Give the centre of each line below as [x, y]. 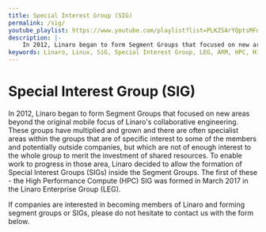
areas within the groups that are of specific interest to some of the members [133, 139]
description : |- [35, 38]
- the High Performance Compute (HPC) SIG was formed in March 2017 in [128, 181]
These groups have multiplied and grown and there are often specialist [123, 130]
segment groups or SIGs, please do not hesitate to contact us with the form [131, 213]
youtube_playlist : [38, 30]
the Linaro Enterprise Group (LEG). [65, 189]
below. [19, 221]
